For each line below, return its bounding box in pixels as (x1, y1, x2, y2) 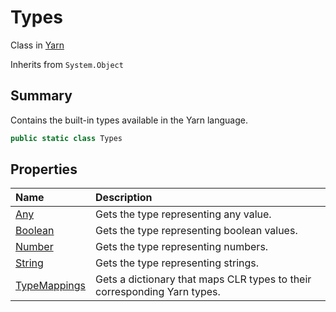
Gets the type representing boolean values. (95, 224, 298, 238)
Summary (10, 87, 73, 105)
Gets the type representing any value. (95, 207, 272, 221)
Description (95, 191, 153, 205)
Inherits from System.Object (10, 58, 124, 70)
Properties (10, 161, 78, 178)
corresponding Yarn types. (95, 285, 221, 299)
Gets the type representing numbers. (95, 240, 269, 254)
